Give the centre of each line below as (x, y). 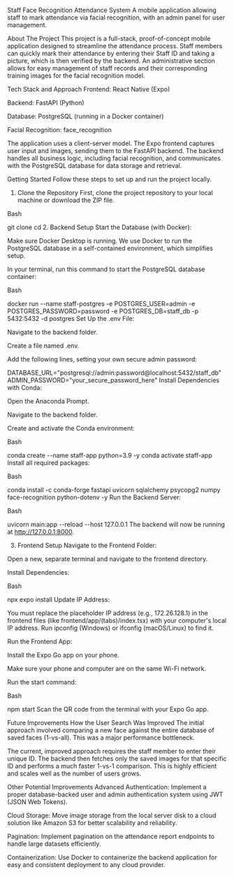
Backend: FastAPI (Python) (46, 103)
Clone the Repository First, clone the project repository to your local (115, 193)
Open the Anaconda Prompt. (48, 401)
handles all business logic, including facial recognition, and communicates (114, 158)
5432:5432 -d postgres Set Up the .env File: (71, 318)
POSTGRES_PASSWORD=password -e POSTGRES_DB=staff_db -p (103, 311)
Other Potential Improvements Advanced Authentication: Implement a (107, 787)
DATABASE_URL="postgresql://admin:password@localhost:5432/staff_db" (115, 373)
